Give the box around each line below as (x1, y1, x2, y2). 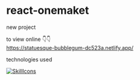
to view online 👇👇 (6, 35, 51, 43)
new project (6, 23, 36, 31)
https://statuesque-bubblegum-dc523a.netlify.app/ (6, 44, 134, 51)
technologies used (6, 55, 52, 63)
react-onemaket (6, 4, 89, 17)
